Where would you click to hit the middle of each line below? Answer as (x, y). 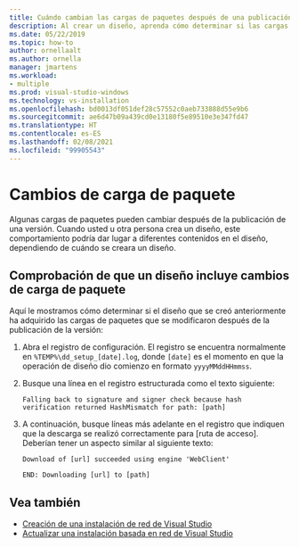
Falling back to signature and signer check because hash (132, 400)
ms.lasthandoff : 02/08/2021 (61, 142)
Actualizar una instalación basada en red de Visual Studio (127, 534)
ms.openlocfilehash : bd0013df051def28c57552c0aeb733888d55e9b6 (129, 109)
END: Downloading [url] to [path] (86, 475)
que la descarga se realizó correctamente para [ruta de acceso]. (140, 434)
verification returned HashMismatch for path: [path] (124, 408)
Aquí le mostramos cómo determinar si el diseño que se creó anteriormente (148, 311)
